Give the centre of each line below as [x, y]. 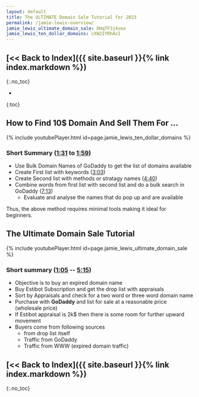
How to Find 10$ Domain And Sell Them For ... [92, 123]
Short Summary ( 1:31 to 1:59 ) [49, 153]
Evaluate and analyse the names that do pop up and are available [103, 197]
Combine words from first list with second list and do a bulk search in [99, 185]
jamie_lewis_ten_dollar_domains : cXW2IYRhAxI [63, 34]
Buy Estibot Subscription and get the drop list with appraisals [89, 289]
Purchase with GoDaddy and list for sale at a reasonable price [91, 302]
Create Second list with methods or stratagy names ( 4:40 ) [86, 178]
